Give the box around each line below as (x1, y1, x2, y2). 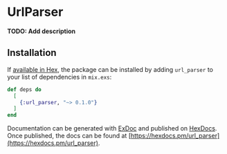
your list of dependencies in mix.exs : (7, 73, 112, 81)
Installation (7, 47, 57, 59)
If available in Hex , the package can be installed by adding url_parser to (7, 65, 213, 73)
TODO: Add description (7, 27, 76, 35)
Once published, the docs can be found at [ (7, 132, 131, 140)
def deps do (7, 86, 42, 93)
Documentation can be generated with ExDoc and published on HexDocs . (7, 124, 217, 133)
